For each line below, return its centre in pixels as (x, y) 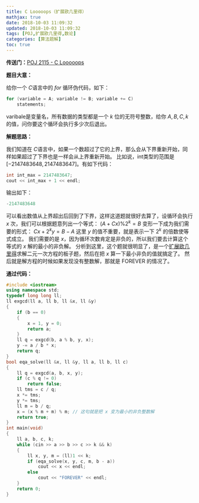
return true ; (33, 417)
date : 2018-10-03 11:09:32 (39, 23)
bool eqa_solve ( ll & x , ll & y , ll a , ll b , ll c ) (67, 362)
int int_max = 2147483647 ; (39, 175)
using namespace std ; (33, 290)
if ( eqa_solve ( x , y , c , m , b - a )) (71, 461)
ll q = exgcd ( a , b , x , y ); (50, 373)
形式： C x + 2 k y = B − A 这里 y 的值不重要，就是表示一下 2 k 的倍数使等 (103, 231)
